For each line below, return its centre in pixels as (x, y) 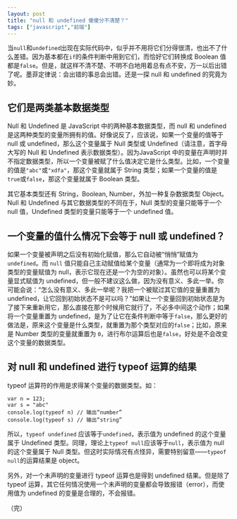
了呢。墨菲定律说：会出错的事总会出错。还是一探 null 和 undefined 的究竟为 (117, 74)
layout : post (26, 14)
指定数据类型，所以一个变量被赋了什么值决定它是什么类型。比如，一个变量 (121, 161)
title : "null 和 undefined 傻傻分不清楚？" (68, 20)
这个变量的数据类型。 (38, 342)
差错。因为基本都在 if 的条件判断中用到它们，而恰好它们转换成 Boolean (116, 56)
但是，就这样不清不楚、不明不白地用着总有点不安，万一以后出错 (134, 66)
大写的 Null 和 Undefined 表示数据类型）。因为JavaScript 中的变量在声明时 (115, 153)
